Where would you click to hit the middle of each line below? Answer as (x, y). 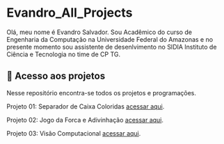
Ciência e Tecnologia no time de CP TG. (64, 54)
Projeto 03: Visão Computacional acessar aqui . (74, 133)
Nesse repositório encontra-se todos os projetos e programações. (101, 93)
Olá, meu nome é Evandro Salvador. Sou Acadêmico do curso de (99, 32)
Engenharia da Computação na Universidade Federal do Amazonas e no (110, 39)
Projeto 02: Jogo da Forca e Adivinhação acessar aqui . (85, 120)
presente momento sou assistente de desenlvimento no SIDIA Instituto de (112, 47)
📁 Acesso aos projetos (56, 76)
